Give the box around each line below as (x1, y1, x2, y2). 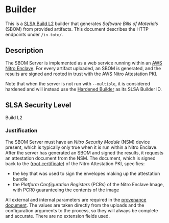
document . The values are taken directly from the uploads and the (5, 202, 144, 208)
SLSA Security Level (5, 101, 71, 109)
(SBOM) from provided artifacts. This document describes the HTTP (5, 26, 149, 32)
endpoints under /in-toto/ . (5, 31, 63, 37)
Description (5, 46, 43, 55)
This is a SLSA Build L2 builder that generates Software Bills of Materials (5, 20, 158, 27)
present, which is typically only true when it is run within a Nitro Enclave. (5, 144, 158, 150)
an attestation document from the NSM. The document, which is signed (5, 155, 156, 161)
